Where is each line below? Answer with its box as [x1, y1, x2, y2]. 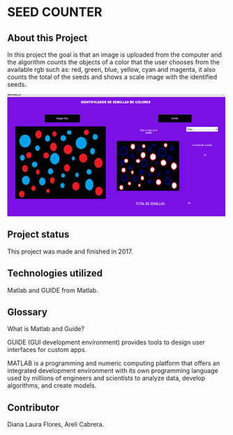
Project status [7, 228, 70, 241]
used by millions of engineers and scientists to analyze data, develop [7, 374, 206, 383]
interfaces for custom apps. [7, 346, 87, 354]
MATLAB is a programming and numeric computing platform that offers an [7, 359, 220, 367]
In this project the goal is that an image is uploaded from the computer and [7, 50, 222, 59]
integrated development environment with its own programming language [7, 367, 218, 375]
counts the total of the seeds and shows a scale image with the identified [7, 73, 218, 81]
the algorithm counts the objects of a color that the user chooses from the [7, 58, 220, 66]
